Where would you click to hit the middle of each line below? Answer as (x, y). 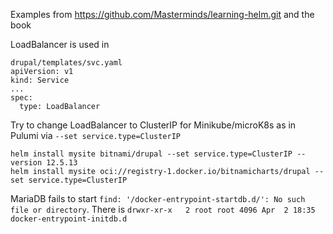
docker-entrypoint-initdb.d (69, 219)
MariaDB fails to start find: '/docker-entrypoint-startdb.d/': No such (158, 198)
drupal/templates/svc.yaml (66, 63)
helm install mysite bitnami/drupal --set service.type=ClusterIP (151, 154)
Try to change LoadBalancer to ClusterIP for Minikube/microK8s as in (153, 125)
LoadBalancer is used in (60, 44)
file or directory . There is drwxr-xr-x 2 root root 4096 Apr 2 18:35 (163, 209)
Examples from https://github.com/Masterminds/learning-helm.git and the (162, 14)
